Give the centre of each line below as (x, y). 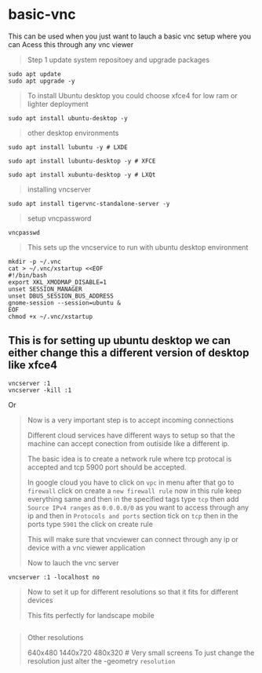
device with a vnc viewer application (86, 547)
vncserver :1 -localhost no (54, 577)
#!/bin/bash (27, 275)
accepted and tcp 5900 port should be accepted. (107, 467)
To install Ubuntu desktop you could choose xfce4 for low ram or (132, 95)
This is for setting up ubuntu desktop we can (120, 340)
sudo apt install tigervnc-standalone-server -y (89, 203)
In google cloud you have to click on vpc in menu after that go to (131, 482)
